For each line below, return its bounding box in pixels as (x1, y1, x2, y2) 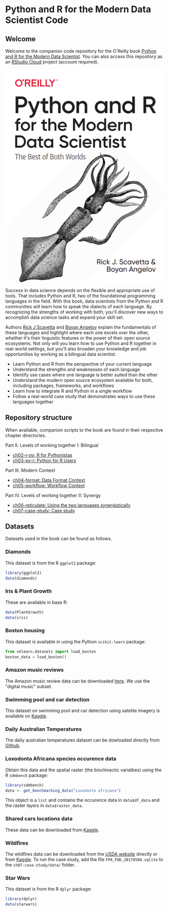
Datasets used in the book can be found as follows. (5, 536, 112, 542)
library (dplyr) (5, 896, 37, 902)
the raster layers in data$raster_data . (5, 802, 83, 808)
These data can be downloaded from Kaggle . (5, 827, 100, 833)
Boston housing (5, 627, 45, 634)
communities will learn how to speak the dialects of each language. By (5, 303, 152, 309)
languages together (12, 399, 54, 405)
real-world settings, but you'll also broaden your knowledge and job (5, 345, 147, 351)
